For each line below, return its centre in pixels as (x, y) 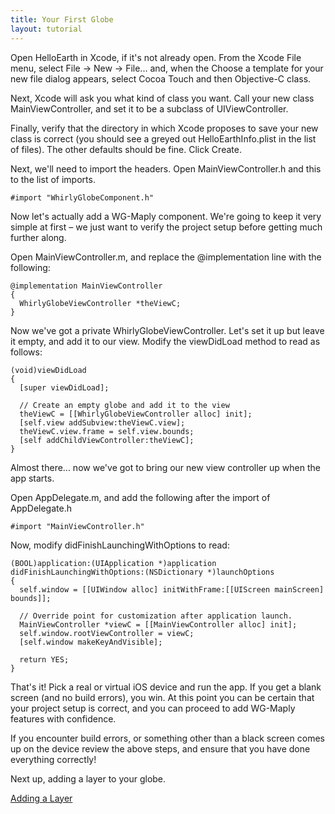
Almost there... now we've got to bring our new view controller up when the (165, 467)
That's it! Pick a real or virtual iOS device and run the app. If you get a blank (166, 687)
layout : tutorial (46, 29)
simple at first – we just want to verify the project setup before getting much (166, 227)
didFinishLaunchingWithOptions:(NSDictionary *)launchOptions (142, 572)
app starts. (32, 478)
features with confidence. (63, 718)
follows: (26, 352)
